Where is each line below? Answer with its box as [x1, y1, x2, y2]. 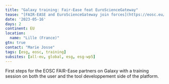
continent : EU [5, 26, 35, 31]
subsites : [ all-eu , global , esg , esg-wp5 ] [5, 54, 96, 59]
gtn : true [5, 40, 26, 45]
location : [5, 31, 26, 36]
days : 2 [5, 21, 22, 27]
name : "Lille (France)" [10, 36, 59, 41]
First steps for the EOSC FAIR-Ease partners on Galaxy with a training [5, 68, 149, 74]
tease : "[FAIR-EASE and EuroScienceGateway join [5, 12, 109, 17]
